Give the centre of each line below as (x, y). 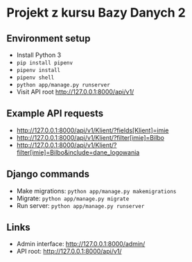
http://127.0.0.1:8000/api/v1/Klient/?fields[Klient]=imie (93, 130)
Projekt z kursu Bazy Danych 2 (96, 13)
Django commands (48, 174)
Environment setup (49, 38)
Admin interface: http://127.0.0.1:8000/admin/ (81, 244)
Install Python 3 (39, 55)
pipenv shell (35, 78)
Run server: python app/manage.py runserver (80, 205)
